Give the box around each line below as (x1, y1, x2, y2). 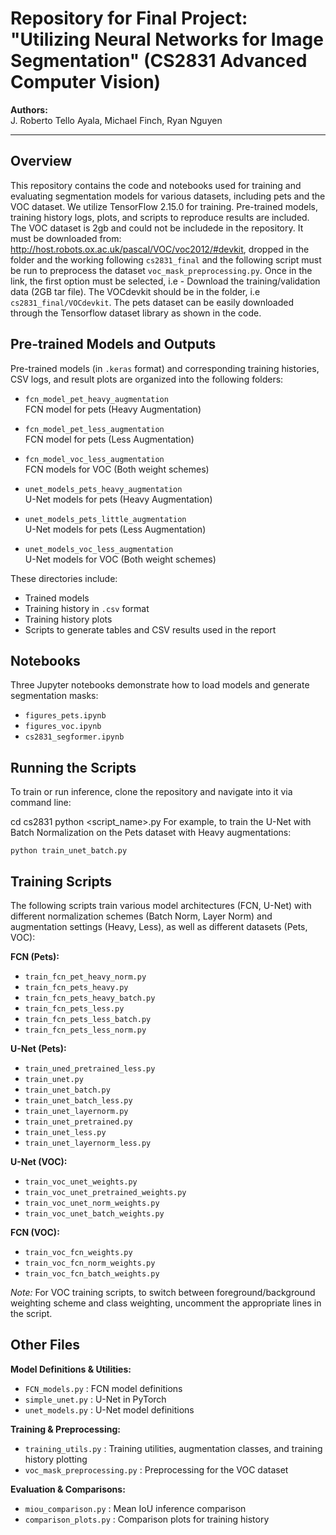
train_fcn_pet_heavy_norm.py (24, 972, 147, 982)
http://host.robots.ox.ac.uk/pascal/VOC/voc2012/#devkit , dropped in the (10, 243, 310, 255)
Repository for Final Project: (10, 7, 248, 30)
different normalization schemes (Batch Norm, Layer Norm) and (10, 910, 273, 922)
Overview (10, 153, 73, 170)
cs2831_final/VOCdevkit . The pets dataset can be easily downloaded (10, 296, 295, 308)
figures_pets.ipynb (24, 711, 107, 721)
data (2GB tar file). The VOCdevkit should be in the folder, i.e (10, 285, 261, 297)
